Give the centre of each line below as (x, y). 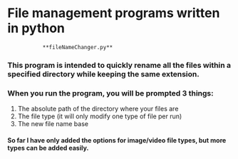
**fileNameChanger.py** (78, 47)
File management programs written (114, 13)
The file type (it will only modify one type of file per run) (100, 116)
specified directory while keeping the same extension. (103, 74)
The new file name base (53, 124)
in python (36, 28)
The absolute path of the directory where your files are (98, 109)
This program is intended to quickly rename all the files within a (119, 65)
